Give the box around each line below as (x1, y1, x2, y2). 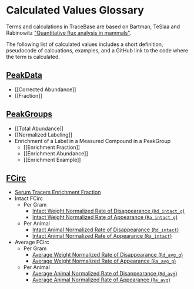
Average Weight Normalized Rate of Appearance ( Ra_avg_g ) (32, 257, 176, 265)
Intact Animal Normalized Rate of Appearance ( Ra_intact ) (32, 232, 172, 240)
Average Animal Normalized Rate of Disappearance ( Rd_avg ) (32, 270, 178, 277)
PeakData (6, 70, 42, 80)
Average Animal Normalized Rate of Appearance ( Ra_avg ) (32, 276, 170, 283)
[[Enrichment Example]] (23, 156, 81, 163)
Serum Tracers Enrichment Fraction (14, 189, 101, 196)
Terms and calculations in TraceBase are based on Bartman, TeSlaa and (6, 23, 180, 30)
